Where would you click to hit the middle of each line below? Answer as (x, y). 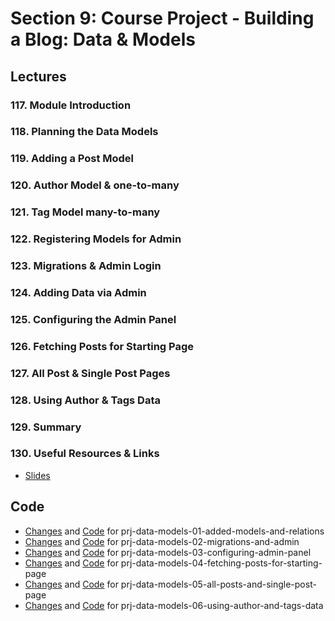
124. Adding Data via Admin (78, 292)
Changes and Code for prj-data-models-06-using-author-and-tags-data (174, 605)
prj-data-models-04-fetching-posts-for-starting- (221, 563)
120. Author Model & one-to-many (95, 185)
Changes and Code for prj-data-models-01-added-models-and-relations (174, 531)
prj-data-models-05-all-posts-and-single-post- (218, 584)
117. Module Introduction (71, 105)
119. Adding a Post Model (72, 159)
